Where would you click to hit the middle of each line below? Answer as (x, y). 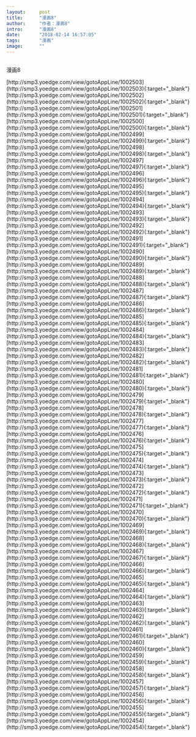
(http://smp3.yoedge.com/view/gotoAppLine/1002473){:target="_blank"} (98, 479)
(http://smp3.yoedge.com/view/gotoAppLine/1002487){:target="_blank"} (98, 297)
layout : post (28, 12)
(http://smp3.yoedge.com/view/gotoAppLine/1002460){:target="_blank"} (98, 649)
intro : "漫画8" (31, 29)
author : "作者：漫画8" (38, 23)
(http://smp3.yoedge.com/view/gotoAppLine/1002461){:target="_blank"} (98, 636)
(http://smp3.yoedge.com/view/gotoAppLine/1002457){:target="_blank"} (98, 688)
